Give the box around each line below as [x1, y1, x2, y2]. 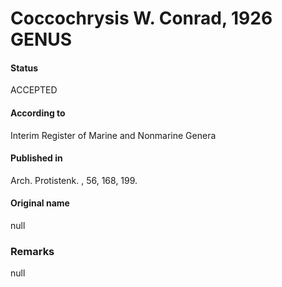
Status [10, 62, 39, 74]
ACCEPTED [10, 84, 58, 96]
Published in [10, 152, 63, 164]
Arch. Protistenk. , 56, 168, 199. [10, 174, 138, 186]
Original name [10, 197, 70, 209]
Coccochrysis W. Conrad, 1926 [10, 7, 273, 30]
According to [10, 107, 66, 119]
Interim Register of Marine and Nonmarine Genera [10, 129, 217, 141]
